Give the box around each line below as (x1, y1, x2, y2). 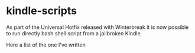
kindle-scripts (6, 4, 77, 18)
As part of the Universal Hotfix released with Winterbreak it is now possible (6, 24, 189, 31)
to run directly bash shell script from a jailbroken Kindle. (6, 29, 142, 37)
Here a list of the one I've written (6, 41, 86, 48)
